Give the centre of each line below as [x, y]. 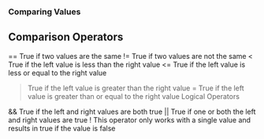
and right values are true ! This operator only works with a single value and [129, 119]
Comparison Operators [66, 37]
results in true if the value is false [62, 128]
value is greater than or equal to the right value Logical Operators [134, 96]
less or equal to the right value [58, 72]
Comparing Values [45, 12]
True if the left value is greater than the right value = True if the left [136, 88]
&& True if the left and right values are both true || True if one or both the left [132, 112]
